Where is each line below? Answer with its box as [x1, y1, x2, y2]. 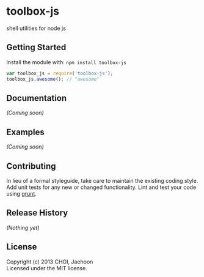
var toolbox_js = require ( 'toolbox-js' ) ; [6, 70, 114, 76]
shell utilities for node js [6, 24, 66, 32]
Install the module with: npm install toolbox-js [6, 58, 126, 65]
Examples [6, 127, 45, 137]
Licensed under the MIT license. [6, 264, 87, 271]
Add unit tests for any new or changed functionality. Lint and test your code [6, 183, 197, 191]
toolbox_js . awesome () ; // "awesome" [6, 76, 100, 82]
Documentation [6, 93, 67, 103]
